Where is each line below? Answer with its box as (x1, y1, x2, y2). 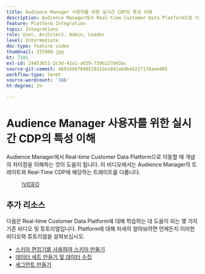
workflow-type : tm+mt (6, 72, 62, 78)
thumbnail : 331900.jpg (6, 49, 64, 55)
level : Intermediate (6, 37, 59, 43)
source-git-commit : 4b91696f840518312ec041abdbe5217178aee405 (6, 65, 168, 72)
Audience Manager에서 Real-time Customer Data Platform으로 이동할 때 (6, 153, 184, 160)
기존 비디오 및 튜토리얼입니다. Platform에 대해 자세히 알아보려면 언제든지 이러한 (6, 224, 195, 232)
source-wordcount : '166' (6, 77, 70, 83)
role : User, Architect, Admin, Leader (6, 32, 105, 38)
